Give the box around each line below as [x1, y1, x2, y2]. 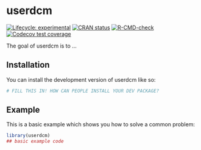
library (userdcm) [6, 132, 51, 139]
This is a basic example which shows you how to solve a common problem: [6, 121, 195, 128]
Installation [6, 60, 50, 70]
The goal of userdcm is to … [6, 42, 77, 49]
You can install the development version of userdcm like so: [6, 76, 156, 83]
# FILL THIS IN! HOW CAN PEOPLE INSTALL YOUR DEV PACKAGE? [6, 88, 160, 94]
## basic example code [6, 138, 64, 145]
